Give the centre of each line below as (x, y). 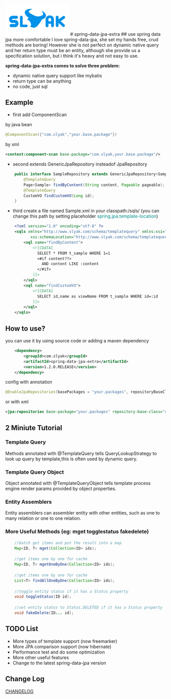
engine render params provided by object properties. (61, 488)
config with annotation (29, 382)
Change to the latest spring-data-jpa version (59, 663)
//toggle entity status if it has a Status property (72, 591)
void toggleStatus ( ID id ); (43, 597)
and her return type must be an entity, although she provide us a (73, 50)
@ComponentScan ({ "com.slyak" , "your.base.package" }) (61, 135)
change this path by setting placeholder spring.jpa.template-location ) (85, 216)
